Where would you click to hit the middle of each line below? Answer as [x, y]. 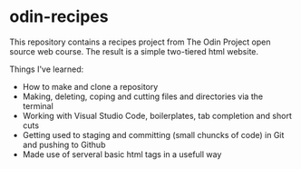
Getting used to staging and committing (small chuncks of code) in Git [153, 134]
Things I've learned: [47, 69]
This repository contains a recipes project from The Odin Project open [140, 42]
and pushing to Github [64, 144]
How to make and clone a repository [90, 86]
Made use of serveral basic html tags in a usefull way [122, 154]
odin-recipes [59, 17]
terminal [38, 105]
